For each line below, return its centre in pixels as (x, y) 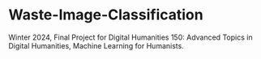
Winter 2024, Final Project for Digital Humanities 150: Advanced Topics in (130, 37)
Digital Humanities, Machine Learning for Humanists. (96, 45)
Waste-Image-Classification (106, 15)
